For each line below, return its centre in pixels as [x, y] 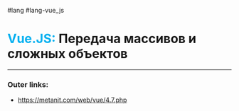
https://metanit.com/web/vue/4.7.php [72, 100]
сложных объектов [68, 54]
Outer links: [28, 84]
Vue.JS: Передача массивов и [102, 39]
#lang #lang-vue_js [36, 10]
